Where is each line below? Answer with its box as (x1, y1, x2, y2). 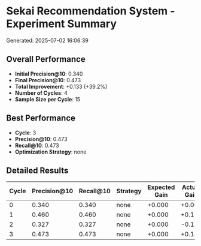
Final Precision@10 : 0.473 (14, 76, 81, 83)
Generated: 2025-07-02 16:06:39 (6, 37, 89, 44)
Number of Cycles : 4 (14, 89, 68, 97)
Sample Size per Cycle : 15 (14, 95, 81, 103)
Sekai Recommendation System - (6, 4, 175, 18)
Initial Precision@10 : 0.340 (14, 70, 83, 77)
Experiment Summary (6, 17, 117, 31)
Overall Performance (6, 54, 86, 64)
